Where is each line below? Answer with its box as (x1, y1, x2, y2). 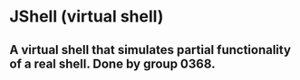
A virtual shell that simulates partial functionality (9, 42, 292, 58)
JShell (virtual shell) (9, 6, 164, 27)
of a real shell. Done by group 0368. (9, 56, 216, 71)
